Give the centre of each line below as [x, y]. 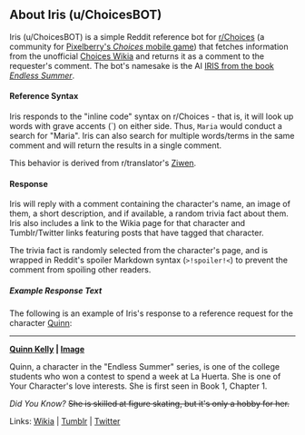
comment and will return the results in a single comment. [116, 145]
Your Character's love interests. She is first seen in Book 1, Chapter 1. [138, 386]
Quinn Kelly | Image [47, 350]
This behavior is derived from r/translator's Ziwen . [103, 163]
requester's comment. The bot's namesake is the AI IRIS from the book [142, 65]
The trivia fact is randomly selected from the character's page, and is [139, 251]
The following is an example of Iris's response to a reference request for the [151, 313]
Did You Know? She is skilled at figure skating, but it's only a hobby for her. [150, 404]
